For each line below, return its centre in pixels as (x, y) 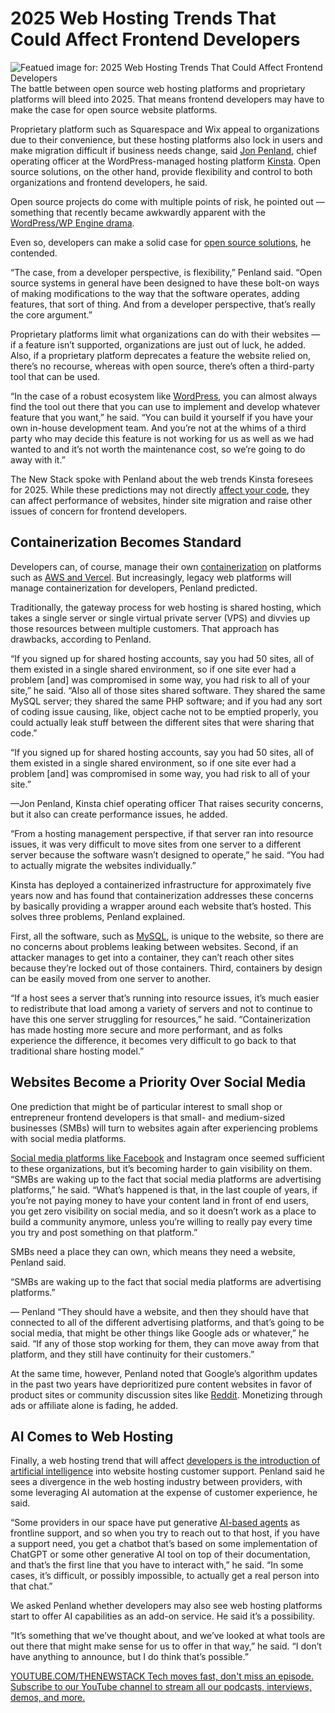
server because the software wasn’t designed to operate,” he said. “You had (167, 854)
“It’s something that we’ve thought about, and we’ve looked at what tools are (168, 1636)
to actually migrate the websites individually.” (103, 865)
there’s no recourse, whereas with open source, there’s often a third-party (162, 366)
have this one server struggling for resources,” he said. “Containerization (160, 1019)
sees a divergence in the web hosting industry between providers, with (156, 1482)
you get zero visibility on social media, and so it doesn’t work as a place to (163, 1211)
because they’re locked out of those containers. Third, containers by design (166, 968)
